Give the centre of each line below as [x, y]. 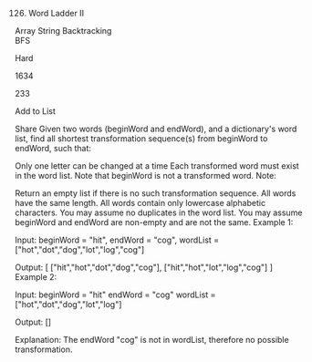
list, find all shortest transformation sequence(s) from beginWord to [141, 139]
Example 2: [36, 277]
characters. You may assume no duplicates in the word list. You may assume [159, 212]
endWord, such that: [53, 148]
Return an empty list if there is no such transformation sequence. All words [156, 193]
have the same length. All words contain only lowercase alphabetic [140, 203]
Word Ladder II [56, 13]
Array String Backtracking [63, 31]
